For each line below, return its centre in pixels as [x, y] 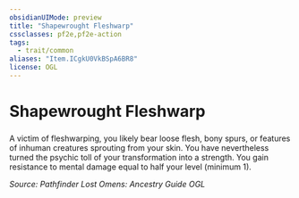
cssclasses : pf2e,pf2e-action [66, 34]
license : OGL [34, 68]
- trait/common [46, 51]
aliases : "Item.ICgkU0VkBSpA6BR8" [74, 59]
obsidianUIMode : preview [56, 17]
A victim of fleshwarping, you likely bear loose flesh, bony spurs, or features [150, 138]
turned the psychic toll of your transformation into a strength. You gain [139, 157]
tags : [19, 42]
